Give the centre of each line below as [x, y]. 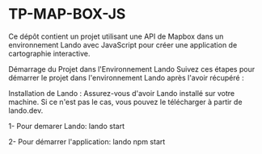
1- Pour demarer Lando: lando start [67, 126]
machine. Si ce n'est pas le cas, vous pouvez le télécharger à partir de [125, 102]
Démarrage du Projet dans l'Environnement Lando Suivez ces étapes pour [132, 69]
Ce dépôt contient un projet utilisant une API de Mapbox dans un [116, 36]
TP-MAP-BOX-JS [67, 14]
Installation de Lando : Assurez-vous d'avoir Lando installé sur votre [122, 93]
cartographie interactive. [49, 53]
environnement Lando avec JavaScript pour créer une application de [123, 44]
